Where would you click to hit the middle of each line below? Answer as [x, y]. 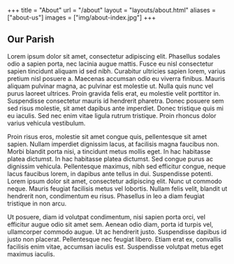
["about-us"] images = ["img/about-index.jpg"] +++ [81, 17]
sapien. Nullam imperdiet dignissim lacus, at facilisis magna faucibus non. [113, 144]
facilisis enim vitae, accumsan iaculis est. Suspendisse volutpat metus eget [115, 247]
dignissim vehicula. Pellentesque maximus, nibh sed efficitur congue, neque [117, 166]
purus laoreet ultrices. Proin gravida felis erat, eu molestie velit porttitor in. [114, 93]
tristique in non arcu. [37, 203]
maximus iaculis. [31, 254]
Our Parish [31, 39]
